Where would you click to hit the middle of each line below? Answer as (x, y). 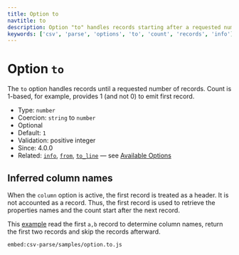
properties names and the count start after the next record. (94, 210)
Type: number (36, 110)
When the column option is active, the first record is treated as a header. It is (118, 195)
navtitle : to (27, 21)
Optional (30, 125)
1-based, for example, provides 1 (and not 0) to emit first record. (101, 96)
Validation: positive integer (57, 140)
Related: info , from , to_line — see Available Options (95, 156)
